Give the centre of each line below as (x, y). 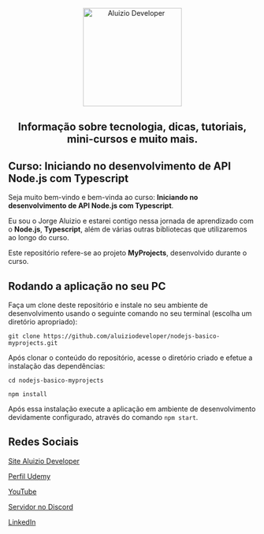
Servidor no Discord (41, 506)
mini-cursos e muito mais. (132, 139)
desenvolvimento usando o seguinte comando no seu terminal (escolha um (130, 313)
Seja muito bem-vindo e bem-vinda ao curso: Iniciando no (103, 198)
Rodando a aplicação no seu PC (87, 286)
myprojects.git (33, 343)
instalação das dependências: (57, 366)
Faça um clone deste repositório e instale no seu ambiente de (108, 305)
